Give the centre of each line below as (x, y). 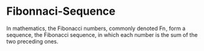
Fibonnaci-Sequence (61, 11)
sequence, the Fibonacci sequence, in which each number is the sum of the (102, 34)
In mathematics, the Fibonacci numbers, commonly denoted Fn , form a (96, 28)
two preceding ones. (32, 41)
